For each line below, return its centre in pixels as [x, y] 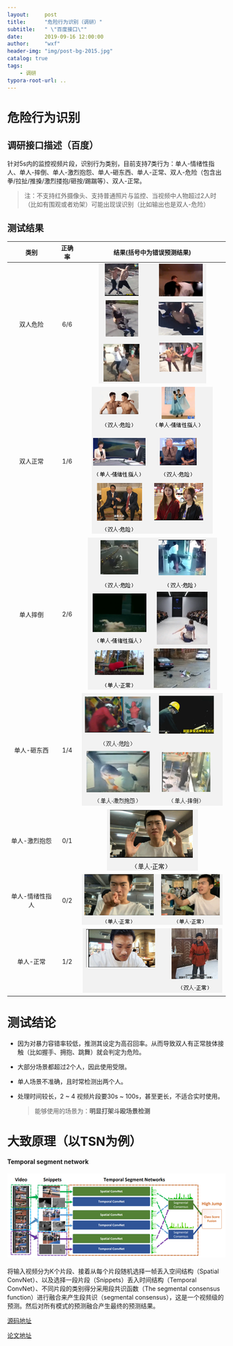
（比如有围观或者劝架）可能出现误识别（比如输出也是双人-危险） [117, 204]
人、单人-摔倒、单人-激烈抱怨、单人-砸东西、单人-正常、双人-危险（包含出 [114, 172]
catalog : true [28, 59]
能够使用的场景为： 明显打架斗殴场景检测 [92, 1111]
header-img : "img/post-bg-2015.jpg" [60, 51]
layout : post [32, 15]
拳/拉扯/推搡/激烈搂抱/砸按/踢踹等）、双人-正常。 [76, 181]
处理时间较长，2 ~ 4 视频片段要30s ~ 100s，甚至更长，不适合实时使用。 [120, 1096]
